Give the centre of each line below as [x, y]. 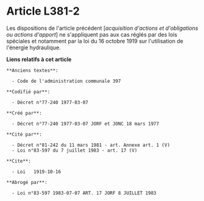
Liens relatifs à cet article [39, 59]
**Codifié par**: [28, 92]
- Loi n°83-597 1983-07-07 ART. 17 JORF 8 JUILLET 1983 [84, 193]
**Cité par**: [24, 134]
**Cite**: [19, 161]
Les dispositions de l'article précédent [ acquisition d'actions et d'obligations [102, 28]
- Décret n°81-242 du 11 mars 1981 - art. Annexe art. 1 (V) [91, 145]
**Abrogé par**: [27, 182]
